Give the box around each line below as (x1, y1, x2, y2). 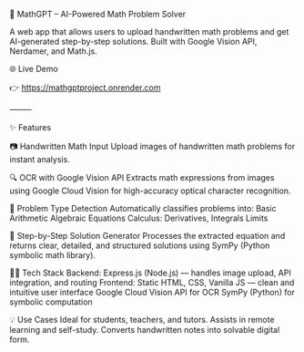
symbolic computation (9, 296, 93, 307)
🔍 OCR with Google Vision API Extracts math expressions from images (9, 172, 275, 182)
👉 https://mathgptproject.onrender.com (9, 82, 161, 93)
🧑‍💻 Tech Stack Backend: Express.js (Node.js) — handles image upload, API (9, 267, 291, 278)
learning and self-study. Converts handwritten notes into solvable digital (9, 325, 280, 335)
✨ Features (9, 122, 52, 132)
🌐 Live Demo (9, 64, 59, 74)
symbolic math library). (9, 250, 96, 260)
